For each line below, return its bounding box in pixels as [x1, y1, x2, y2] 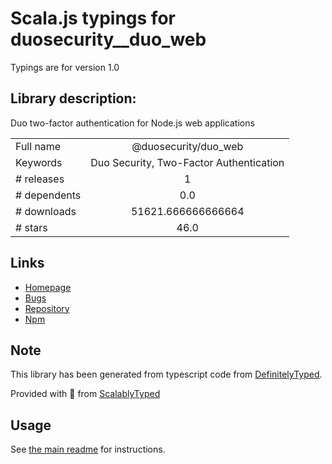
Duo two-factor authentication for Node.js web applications [10, 117, 255, 129]
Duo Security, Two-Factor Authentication [90, 155, 285, 169]
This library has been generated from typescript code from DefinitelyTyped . [10, 368, 323, 381]
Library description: [10, 90, 137, 107]
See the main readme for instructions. [10, 443, 166, 456]
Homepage [24, 281, 72, 293]
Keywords [15, 155, 63, 169]
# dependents [15, 188, 82, 202]
